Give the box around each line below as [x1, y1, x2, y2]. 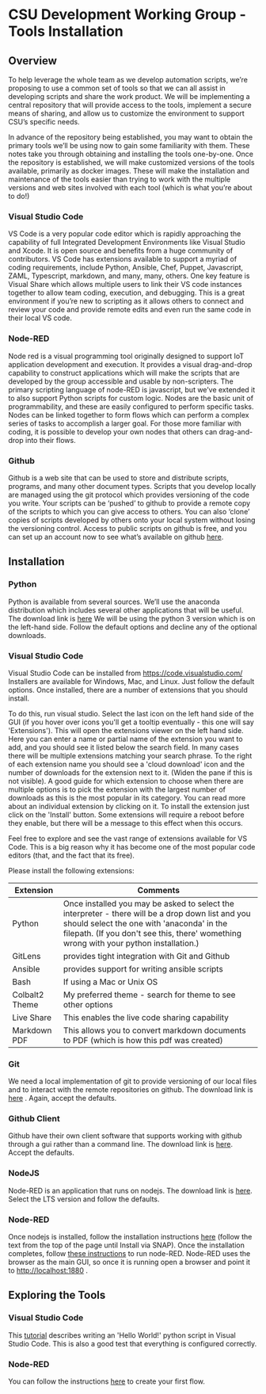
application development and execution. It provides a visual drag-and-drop [8, 359, 253, 369]
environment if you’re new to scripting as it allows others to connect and [8, 296, 244, 306]
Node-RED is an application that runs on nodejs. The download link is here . [8, 1186, 253, 1195]
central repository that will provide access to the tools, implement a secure [8, 101, 252, 109]
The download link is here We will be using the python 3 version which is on [8, 613, 256, 623]
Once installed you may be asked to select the [63, 898, 235, 909]
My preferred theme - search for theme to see [63, 989, 236, 1000]
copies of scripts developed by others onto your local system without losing [8, 515, 256, 525]
